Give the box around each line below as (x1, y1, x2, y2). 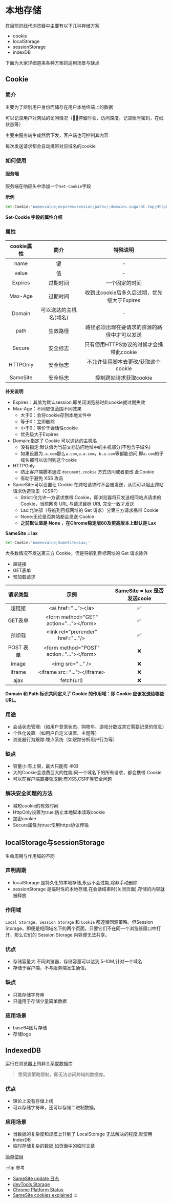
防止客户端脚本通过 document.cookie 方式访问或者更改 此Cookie (20, 468, 155, 474)
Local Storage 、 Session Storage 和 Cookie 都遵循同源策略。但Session (5, 919, 154, 925)
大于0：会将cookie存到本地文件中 (20, 412, 92, 418)
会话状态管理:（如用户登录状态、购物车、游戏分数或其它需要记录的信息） (12, 723, 167, 730)
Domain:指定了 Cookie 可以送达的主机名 (12, 438, 97, 444)
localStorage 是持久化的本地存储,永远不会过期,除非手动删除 (12, 879, 138, 885)
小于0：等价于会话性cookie (20, 425, 78, 431)
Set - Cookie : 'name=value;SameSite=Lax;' (5, 540, 91, 545)
